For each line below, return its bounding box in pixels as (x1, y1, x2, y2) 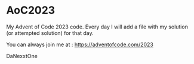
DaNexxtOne (6, 52, 38, 59)
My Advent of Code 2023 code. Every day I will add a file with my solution (6, 23, 188, 30)
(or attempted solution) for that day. (6, 29, 94, 36)
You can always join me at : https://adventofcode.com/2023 (6, 41, 153, 48)
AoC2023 (6, 4, 56, 17)
